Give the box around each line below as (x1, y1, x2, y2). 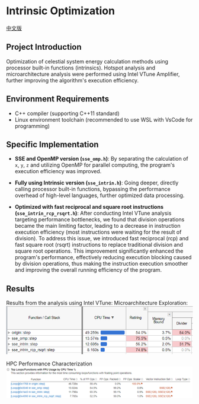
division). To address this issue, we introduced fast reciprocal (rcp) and (14, 235, 189, 242)
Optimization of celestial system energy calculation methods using (6, 58, 169, 65)
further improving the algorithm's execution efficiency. (6, 77, 139, 84)
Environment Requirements (6, 94, 110, 104)
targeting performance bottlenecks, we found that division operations (14, 216, 185, 223)
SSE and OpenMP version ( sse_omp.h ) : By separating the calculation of (14, 155, 188, 163)
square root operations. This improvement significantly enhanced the (14, 247, 184, 255)
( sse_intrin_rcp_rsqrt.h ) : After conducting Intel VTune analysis (14, 209, 172, 217)
